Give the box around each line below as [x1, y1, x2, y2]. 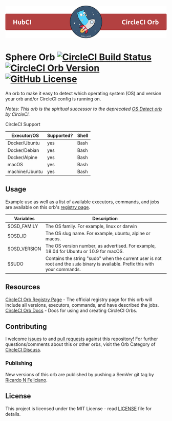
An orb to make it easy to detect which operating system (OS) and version [5, 90, 162, 96]
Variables [14, 216, 35, 222]
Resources [5, 283, 40, 291]
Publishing [5, 360, 33, 367]
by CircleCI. [5, 111, 30, 117]
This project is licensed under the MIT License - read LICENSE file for [5, 405, 152, 412]
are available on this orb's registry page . [5, 204, 91, 210]
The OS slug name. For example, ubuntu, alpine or [45, 230, 150, 236]
